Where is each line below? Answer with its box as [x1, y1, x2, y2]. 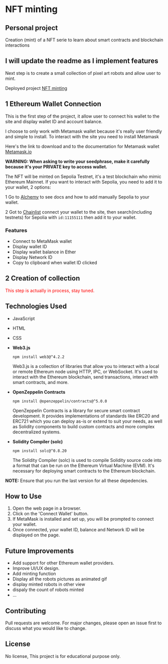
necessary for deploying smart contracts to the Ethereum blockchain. [12, 467, 156, 473]
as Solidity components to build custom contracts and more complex [12, 423, 155, 429]
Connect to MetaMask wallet [12, 238, 72, 244]
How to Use [5, 492, 42, 501]
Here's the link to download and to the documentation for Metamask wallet [5, 143, 159, 149]
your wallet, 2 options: [5, 184, 51, 190]
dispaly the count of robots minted [12, 587, 84, 593]
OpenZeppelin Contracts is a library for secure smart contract [12, 407, 140, 413]
